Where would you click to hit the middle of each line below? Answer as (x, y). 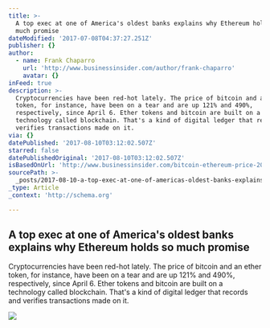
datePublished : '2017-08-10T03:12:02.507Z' (82, 143)
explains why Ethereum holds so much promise (129, 247)
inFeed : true (30, 83)
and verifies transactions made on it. (69, 301)
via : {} (21, 135)
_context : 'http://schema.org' (61, 195)
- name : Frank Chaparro (55, 61)
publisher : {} (32, 46)
